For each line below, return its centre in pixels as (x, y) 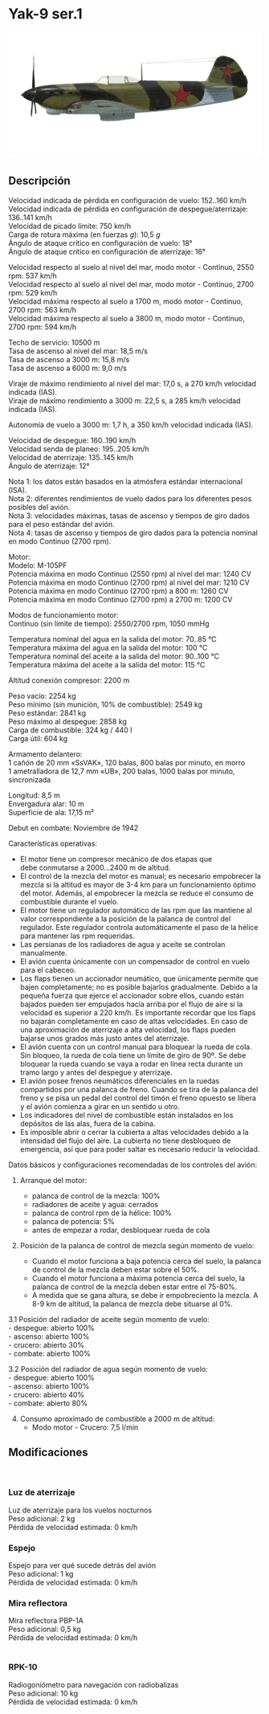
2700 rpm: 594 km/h (43, 327)
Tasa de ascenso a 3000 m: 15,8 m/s (69, 359)
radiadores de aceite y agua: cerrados (95, 1204)
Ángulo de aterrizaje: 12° (49, 466)
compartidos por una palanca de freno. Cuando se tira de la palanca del (139, 1089)
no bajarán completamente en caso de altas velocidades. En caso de (134, 1021)
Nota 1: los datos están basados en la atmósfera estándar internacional (126, 481)
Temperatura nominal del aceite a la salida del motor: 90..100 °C (114, 656)
